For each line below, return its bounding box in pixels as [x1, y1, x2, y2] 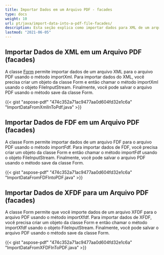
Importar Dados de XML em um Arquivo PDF [5, 48, 142, 56]
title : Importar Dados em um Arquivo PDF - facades [5, 7, 112, 12]
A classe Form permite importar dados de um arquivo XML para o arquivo [5, 69, 153, 74]
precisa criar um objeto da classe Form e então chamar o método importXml [5, 79, 159, 85]
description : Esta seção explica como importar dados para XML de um [5, 25, 150, 30]
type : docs [5, 12, 27, 17]
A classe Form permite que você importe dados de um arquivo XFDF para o [5, 209, 157, 215]
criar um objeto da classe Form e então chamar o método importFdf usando [5, 149, 158, 155]
